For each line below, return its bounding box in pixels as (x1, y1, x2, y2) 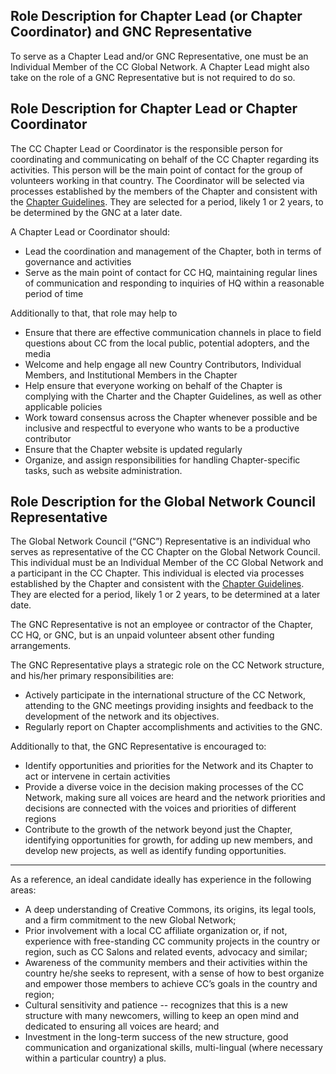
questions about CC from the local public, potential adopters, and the (24, 337, 310, 349)
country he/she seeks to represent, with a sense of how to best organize (24, 967, 325, 979)
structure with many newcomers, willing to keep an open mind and (24, 1010, 300, 1022)
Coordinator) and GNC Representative (10, 24, 253, 41)
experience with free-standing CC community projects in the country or (24, 935, 321, 948)
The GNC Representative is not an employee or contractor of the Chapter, (10, 619, 314, 631)
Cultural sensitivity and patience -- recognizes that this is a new (24, 999, 289, 1011)
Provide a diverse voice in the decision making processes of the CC (24, 781, 305, 793)
